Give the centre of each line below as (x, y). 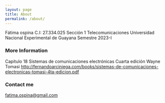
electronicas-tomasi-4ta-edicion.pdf (42, 72)
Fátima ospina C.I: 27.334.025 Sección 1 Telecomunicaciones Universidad (80, 33)
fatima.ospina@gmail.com (32, 95)
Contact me (19, 84)
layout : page (18, 10)
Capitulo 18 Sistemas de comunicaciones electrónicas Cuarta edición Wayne (83, 61)
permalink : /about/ (25, 19)
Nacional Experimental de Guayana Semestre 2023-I (58, 38)
